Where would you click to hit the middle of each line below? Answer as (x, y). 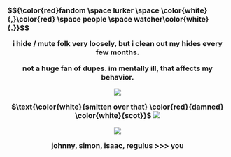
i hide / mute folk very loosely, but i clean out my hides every (118, 44)
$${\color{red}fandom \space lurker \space (83, 10)
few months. (118, 52)
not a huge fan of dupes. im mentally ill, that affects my (118, 68)
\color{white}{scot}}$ (113, 116)
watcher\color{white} (171, 19)
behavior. (118, 77)
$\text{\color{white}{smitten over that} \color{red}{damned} (118, 107)
